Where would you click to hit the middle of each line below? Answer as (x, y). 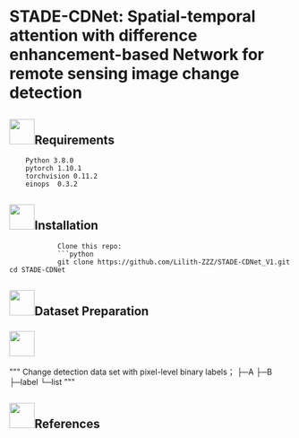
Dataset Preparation (92, 311)
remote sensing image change (124, 74)
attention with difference (103, 35)
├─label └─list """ (43, 381)
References (67, 424)
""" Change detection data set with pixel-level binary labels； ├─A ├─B (141, 372)
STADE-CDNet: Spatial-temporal (132, 17)
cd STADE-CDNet (38, 270)
